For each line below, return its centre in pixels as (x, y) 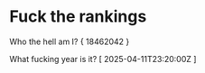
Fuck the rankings (78, 17)
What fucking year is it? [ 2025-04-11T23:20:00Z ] (103, 59)
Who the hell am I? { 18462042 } (70, 41)
